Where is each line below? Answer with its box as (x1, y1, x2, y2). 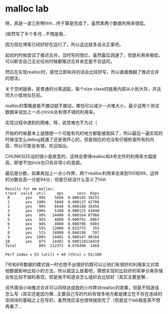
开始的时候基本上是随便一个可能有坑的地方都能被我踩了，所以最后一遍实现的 (5, 130, 163, 136)
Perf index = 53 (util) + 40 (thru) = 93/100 (5, 252, 101, 257)
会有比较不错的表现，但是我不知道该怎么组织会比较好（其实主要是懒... (5, 273, 149, 280)
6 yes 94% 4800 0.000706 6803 (7, 221, 99, 226)
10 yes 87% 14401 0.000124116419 (5, 238, 99, 244)
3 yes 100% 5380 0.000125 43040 (7, 208, 99, 213)
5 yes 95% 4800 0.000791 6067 (7, 217, 99, 222)
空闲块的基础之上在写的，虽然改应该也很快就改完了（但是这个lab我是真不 (5, 297, 156, 303)
